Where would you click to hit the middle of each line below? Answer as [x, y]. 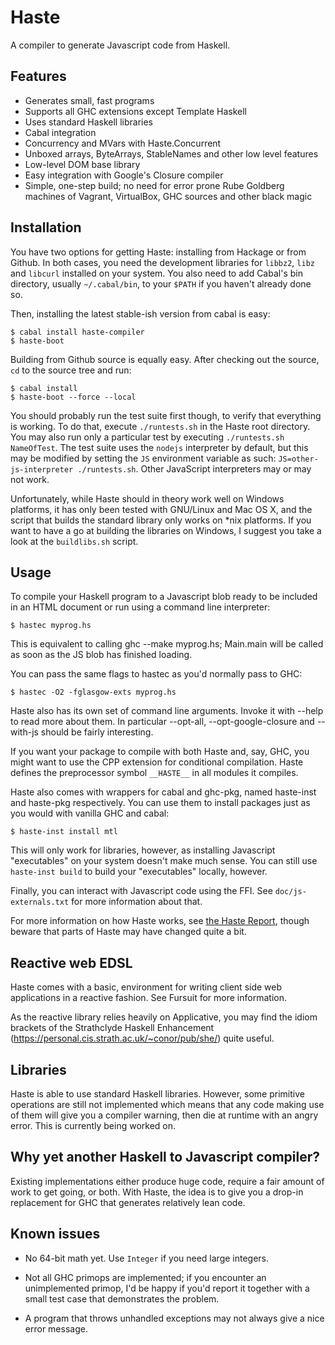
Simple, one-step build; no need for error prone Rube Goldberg [154, 185]
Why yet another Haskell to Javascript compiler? [165, 1157]
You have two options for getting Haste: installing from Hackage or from [158, 252]
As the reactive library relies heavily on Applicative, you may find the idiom [164, 1017]
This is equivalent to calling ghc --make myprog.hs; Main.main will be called [167, 644]
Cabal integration [60, 132]
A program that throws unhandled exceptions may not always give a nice [174, 1318]
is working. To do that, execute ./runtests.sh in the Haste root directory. [160, 426]
